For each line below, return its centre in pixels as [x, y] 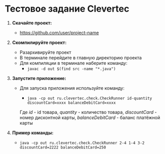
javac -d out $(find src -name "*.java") [71, 69]
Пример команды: [33, 133]
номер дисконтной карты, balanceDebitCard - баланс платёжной [90, 118]
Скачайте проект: [32, 23]
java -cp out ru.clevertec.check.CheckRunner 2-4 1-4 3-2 [82, 143]
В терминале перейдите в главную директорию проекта [81, 57]
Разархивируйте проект [45, 52]
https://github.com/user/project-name [59, 32]
